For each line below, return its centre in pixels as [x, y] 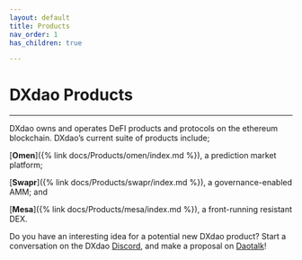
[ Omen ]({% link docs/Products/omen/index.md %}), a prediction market [143, 156]
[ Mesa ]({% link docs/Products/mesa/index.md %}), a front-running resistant [151, 210]
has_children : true [46, 43]
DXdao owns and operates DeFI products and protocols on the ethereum [144, 129]
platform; [26, 165]
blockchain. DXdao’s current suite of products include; [110, 138]
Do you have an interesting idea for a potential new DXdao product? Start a [148, 237]
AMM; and [28, 192]
